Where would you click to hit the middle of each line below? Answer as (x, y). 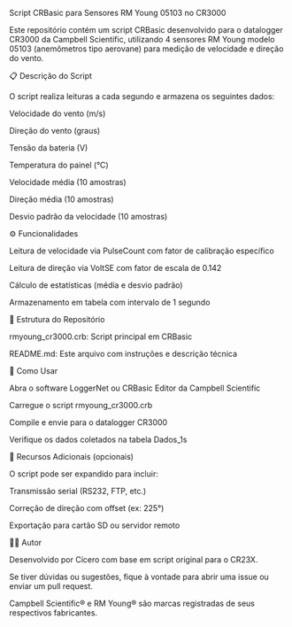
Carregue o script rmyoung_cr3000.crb (81, 405)
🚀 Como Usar (34, 371)
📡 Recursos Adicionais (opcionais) (72, 457)
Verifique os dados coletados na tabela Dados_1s (98, 439)
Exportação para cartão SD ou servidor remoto (95, 525)
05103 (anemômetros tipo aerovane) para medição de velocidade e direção (146, 49)
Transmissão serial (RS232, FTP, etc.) (78, 491)
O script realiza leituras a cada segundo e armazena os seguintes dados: (142, 96)
